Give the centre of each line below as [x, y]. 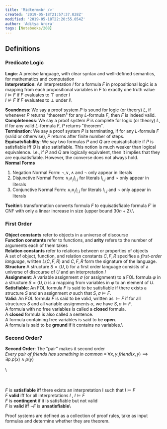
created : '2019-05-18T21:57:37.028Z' [44, 14]
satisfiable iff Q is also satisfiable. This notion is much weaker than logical [81, 147]
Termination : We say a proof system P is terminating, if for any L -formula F [82, 131]
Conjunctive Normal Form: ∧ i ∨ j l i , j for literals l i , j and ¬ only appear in [82, 190]
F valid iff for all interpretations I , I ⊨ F [45, 395]
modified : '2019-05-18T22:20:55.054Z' [45, 19]
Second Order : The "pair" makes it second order [55, 349]
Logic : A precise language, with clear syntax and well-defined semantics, [80, 73]
